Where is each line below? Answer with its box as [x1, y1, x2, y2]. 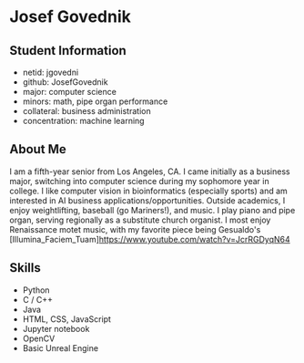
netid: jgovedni [22, 67, 79, 78]
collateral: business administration [22, 106, 152, 116]
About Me [9, 141, 66, 157]
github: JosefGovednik [22, 77, 108, 88]
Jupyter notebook [22, 323, 90, 334]
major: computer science [22, 87, 117, 97]
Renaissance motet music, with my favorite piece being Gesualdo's [9, 223, 261, 234]
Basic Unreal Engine [22, 342, 98, 353]
